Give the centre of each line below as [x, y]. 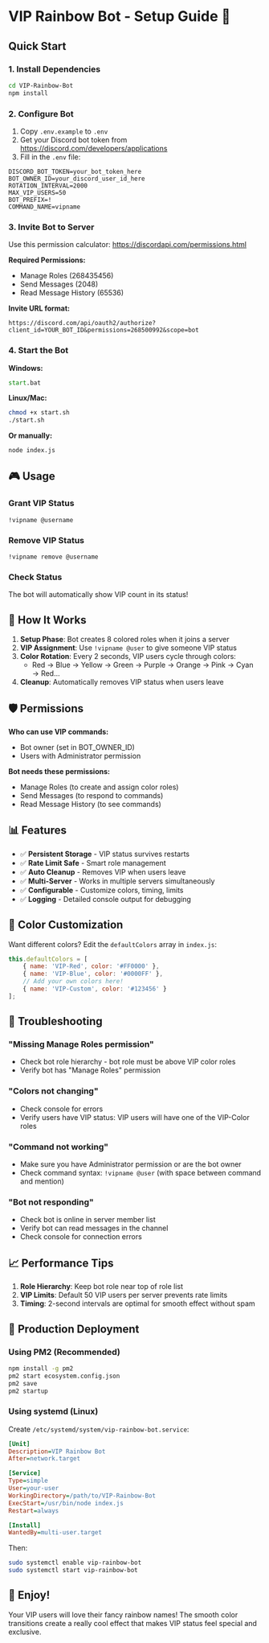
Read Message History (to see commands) [91, 804]
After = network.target [45, 1459]
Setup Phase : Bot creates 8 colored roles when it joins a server [125, 640]
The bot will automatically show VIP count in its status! [98, 595]
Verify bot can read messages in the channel [94, 1228]
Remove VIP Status [46, 540]
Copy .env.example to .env [64, 131]
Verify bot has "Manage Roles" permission [90, 1070]
